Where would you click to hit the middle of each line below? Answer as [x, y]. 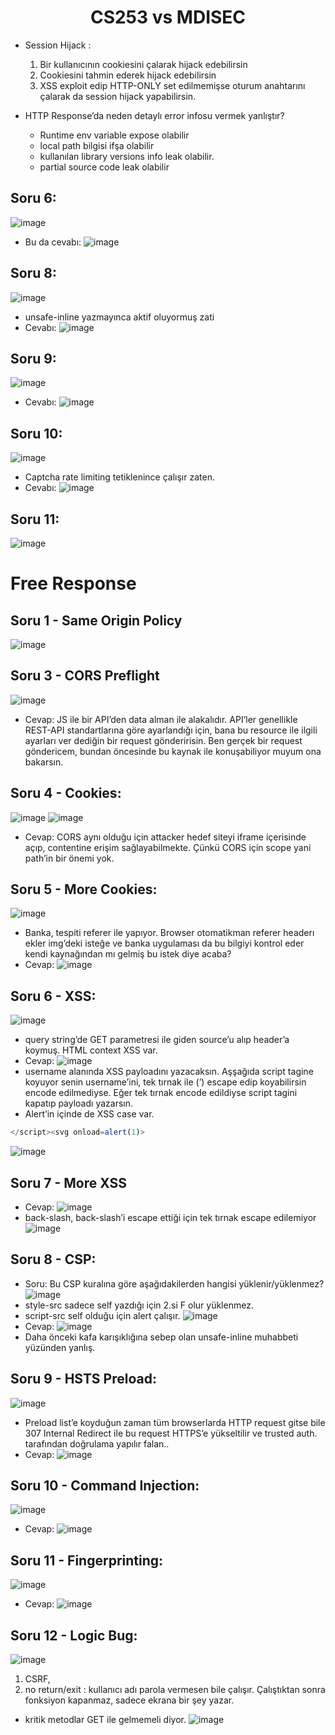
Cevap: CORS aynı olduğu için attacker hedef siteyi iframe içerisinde [165, 837]
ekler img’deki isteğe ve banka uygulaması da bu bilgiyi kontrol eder [164, 943]
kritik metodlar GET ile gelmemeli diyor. [105, 1719]
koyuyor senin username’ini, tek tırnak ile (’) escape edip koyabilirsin [165, 1082]
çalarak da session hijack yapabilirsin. [118, 96]
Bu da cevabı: [53, 242]
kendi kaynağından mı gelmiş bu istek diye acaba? [128, 954]
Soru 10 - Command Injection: [105, 1485]
